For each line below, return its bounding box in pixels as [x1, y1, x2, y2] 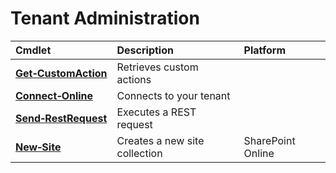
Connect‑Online [15, 88, 94, 102]
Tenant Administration [10, 7, 200, 30]
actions [116, 72, 152, 86]
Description [116, 43, 174, 57]
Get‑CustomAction [15, 66, 108, 80]
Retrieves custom [116, 60, 199, 74]
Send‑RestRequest [15, 111, 108, 125]
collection [116, 146, 163, 160]
